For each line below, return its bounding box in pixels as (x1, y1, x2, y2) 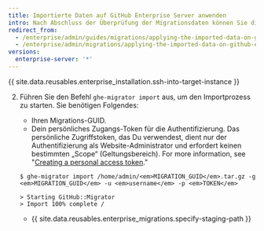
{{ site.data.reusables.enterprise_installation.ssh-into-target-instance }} (8, 76, 240, 86)
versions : (8, 48, 41, 56)
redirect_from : (8, 26, 58, 34)
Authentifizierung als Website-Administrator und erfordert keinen (31, 141, 242, 150)
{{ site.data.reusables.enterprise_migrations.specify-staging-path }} (31, 214, 251, 223)
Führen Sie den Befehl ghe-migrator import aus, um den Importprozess (19, 92, 251, 101)
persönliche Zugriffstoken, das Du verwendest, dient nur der (31, 132, 227, 141)
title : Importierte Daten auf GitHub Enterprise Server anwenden (8, 11, 226, 20)
